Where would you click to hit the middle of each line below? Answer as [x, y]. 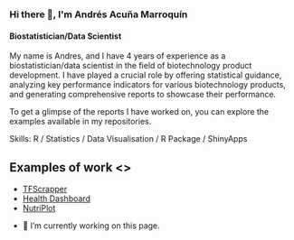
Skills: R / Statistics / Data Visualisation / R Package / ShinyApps [128, 139]
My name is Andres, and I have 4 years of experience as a [118, 56]
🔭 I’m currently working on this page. [91, 226]
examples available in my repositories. [81, 122]
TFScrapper [45, 189]
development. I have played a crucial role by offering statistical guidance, [146, 75]
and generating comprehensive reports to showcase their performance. [143, 95]
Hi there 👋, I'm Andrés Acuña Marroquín [99, 14]
